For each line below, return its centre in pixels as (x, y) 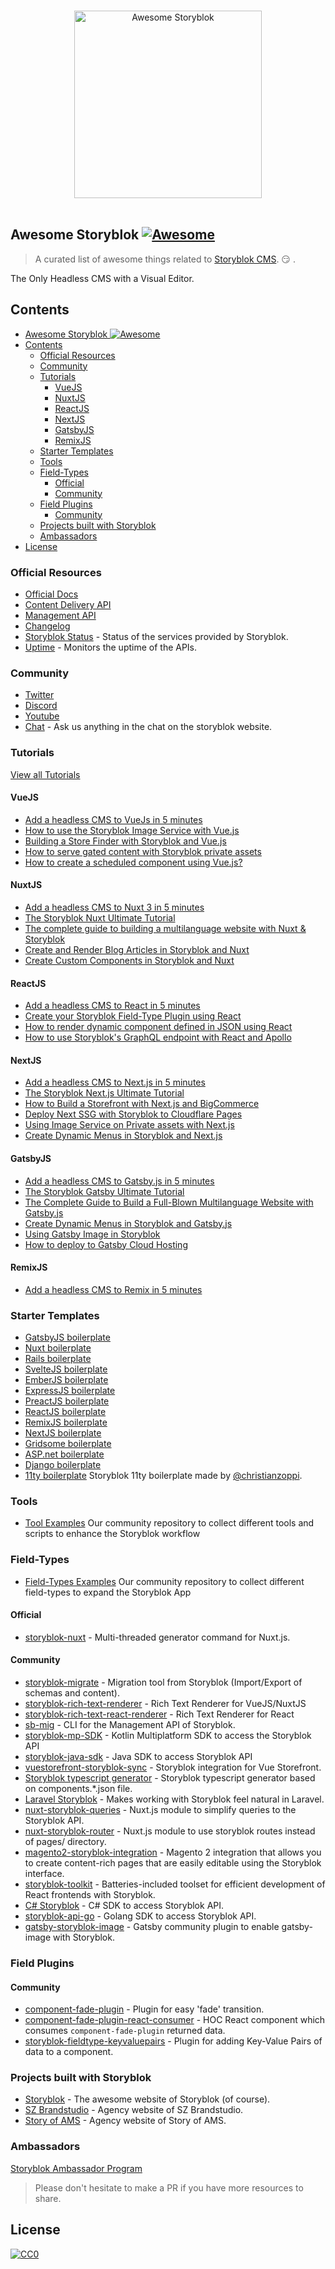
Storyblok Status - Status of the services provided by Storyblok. (156, 636)
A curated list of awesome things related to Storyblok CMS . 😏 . (165, 259)
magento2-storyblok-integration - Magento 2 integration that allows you (173, 1852)
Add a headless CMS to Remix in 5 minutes (113, 1289)
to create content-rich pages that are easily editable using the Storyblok (173, 1863)
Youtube (42, 716)
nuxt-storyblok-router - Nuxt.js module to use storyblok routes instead (170, 1831)
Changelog (47, 626)
